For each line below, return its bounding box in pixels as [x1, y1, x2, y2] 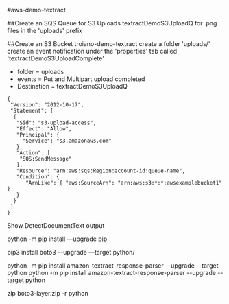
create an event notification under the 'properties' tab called [7, 47, 178, 55]
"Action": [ [16, 150, 51, 156]
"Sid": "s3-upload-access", [16, 119, 97, 126]
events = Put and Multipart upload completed [16, 75, 145, 83]
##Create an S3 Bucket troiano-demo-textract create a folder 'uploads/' [7, 40, 210, 47]
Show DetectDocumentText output [7, 222, 105, 229]
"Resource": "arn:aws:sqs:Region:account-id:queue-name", [16, 167, 186, 174]
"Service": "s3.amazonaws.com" [22, 137, 112, 144]
